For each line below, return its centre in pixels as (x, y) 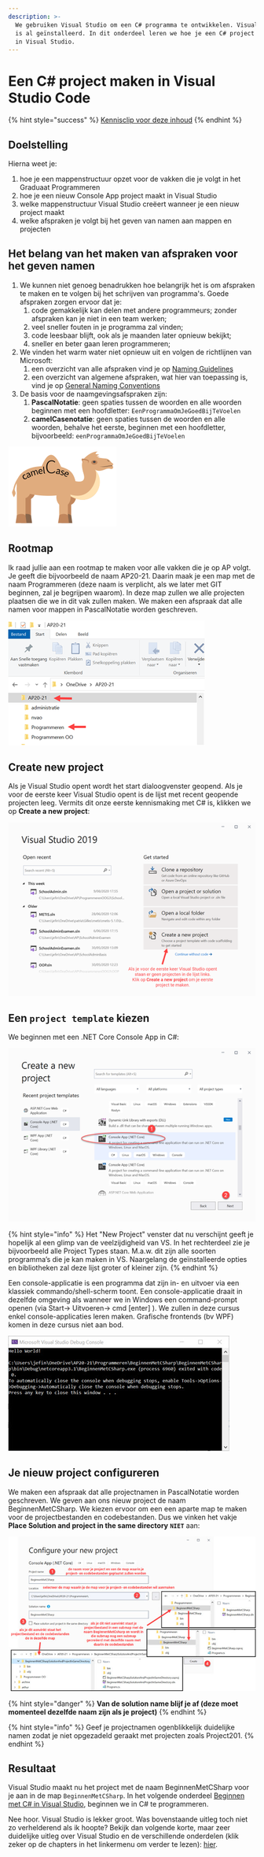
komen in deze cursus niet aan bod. (66, 1324)
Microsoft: (36, 360)
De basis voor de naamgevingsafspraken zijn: (93, 394)
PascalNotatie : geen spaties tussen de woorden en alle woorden (136, 402)
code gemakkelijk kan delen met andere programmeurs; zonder (134, 310)
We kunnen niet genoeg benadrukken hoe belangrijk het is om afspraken (137, 285)
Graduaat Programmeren (60, 187)
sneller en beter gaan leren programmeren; (101, 343)
